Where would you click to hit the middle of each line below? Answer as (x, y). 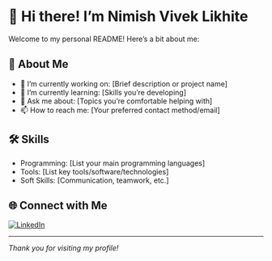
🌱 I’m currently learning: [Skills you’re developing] (103, 92)
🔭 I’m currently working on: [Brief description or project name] (124, 83)
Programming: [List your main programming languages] (113, 163)
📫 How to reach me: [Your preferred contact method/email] (120, 110)
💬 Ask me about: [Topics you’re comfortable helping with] (116, 101)
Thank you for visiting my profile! (64, 248)
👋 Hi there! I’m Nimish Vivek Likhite (128, 17)
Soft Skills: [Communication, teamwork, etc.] (94, 180)
